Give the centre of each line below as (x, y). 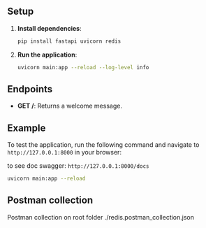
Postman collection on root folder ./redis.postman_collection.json (101, 217)
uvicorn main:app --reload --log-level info (83, 67)
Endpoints (30, 89)
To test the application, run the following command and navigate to (103, 145)
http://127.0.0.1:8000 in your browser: (65, 152)
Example (27, 128)
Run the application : (47, 55)
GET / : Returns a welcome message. (69, 106)
